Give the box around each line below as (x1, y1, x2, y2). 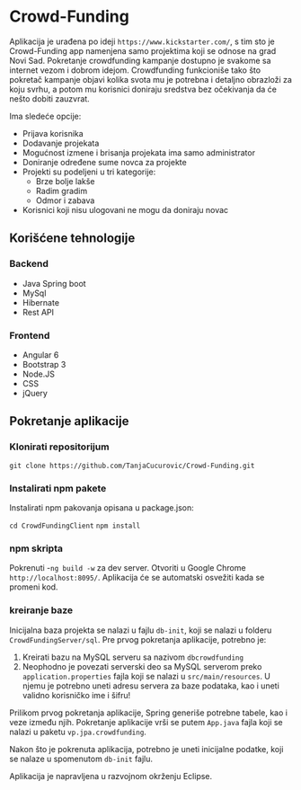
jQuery (22, 387, 48, 398)
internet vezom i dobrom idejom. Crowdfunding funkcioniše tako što (9, 65, 261, 75)
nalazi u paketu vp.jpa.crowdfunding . (9, 726, 146, 737)
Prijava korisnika (22, 128, 84, 138)
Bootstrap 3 (22, 359, 66, 369)
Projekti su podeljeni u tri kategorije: (22, 166, 156, 177)
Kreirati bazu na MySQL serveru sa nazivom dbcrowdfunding (22, 652, 244, 662)
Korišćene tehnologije (9, 231, 136, 246)
